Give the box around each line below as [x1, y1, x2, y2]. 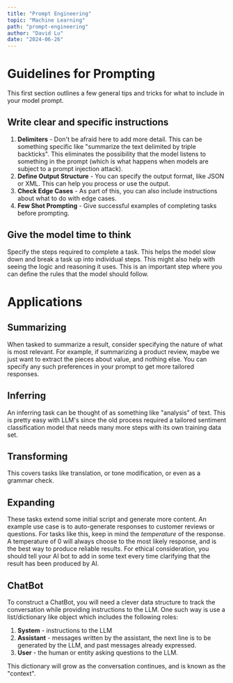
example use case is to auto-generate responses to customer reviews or [7, 522, 215, 531]
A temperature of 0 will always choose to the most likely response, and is [7, 537, 217, 546]
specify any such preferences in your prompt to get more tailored [7, 362, 195, 371]
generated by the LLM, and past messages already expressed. [17, 641, 197, 649]
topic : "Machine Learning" [7, 17, 86, 24]
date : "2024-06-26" [7, 36, 64, 43]
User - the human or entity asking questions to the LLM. [17, 648, 179, 657]
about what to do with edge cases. [17, 194, 117, 202]
